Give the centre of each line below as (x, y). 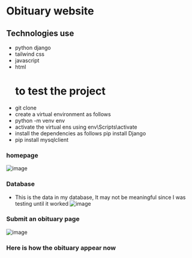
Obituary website (50, 11)
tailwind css (30, 54)
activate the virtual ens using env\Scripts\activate (76, 127)
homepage (22, 155)
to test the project (60, 91)
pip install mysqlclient (42, 140)
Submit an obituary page (43, 219)
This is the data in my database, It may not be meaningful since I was (100, 197)
